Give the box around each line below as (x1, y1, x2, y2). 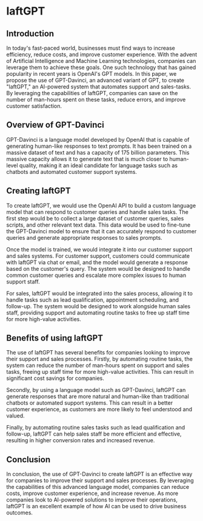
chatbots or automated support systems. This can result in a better (6, 399, 173, 407)
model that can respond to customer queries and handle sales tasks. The (6, 208, 189, 216)
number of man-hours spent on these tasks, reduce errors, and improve (6, 96, 186, 103)
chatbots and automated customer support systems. (6, 168, 138, 175)
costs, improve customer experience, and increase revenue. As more (6, 489, 179, 497)
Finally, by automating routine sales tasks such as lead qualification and (6, 424, 185, 431)
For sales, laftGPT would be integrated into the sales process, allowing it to (6, 290, 193, 297)
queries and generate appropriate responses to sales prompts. (6, 234, 162, 241)
